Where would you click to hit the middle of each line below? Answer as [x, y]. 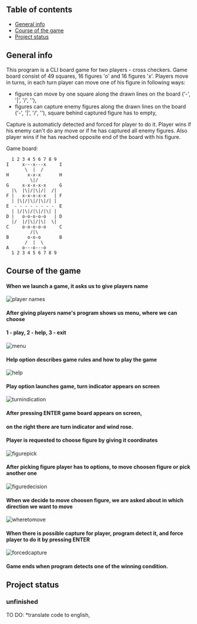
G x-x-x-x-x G [34, 185]
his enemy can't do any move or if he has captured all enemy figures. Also [97, 131]
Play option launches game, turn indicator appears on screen [83, 386]
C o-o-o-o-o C [34, 227]
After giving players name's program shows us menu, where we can [92, 313]
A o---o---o [26, 248]
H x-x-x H [34, 175]
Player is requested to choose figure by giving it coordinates [82, 440]
